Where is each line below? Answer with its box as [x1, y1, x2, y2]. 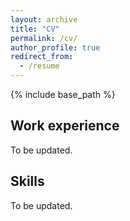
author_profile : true [10, 42, 101, 53]
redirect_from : [10, 52, 74, 62]
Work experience [10, 117, 120, 135]
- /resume [19, 61, 60, 71]
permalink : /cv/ [10, 33, 78, 43]
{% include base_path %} [10, 89, 116, 100]
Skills [10, 173, 45, 190]
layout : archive [10, 14, 78, 25]
